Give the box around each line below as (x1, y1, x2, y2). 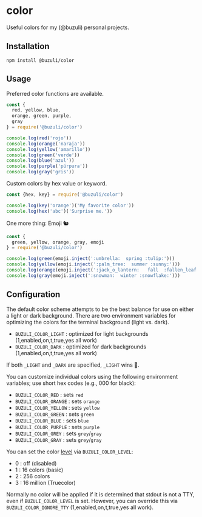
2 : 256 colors (15, 472, 50, 479)
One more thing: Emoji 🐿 (6, 219, 69, 227)
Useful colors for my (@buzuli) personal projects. (6, 24, 129, 31)
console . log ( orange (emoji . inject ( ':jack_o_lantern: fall (6, 267, 159, 273)
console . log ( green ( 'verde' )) (6, 152, 80, 158)
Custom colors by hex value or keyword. (6, 180, 107, 187)
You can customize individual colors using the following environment (6, 373, 178, 380)
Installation (6, 41, 50, 52)
